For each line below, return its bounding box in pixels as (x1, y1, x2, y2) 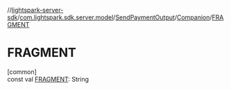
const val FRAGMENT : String (7, 75, 89, 83)
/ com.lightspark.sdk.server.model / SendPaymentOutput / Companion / (17, 13, 213, 21)
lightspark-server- (11, 6, 64, 14)
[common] (7, 67, 37, 75)
